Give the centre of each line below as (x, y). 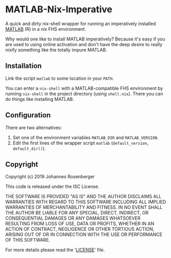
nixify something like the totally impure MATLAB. (56, 50)
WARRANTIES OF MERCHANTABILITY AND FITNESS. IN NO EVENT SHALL (84, 207)
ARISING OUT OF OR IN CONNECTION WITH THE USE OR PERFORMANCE (84, 234)
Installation (23, 66)
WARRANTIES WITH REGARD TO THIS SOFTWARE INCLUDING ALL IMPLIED (86, 202)
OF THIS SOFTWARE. (28, 240)
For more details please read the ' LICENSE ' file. (55, 250)
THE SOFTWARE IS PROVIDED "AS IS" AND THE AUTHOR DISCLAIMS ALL (83, 197)
